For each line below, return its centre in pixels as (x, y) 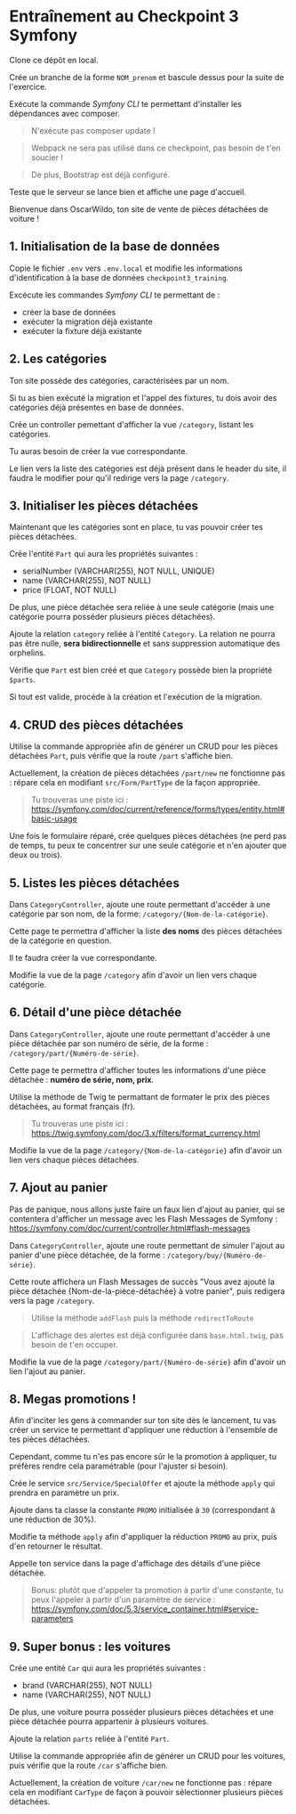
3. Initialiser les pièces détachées (104, 505)
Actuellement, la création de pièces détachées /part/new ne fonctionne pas (148, 773)
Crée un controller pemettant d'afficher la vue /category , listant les (132, 424)
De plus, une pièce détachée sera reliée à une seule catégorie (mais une (142, 607)
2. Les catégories (58, 359)
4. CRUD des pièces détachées (96, 724)
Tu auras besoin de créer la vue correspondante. (99, 451)
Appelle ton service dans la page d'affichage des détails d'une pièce (135, 1564)
